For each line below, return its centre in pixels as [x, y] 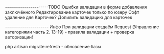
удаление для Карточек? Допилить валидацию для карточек [69, 17]
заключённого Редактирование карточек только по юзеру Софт [72, 12]
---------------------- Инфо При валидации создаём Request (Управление [82, 27]
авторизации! [19, 37]
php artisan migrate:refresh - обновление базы [53, 46]
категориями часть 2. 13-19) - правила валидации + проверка [70, 32]
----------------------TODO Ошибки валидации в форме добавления [76, 7]
